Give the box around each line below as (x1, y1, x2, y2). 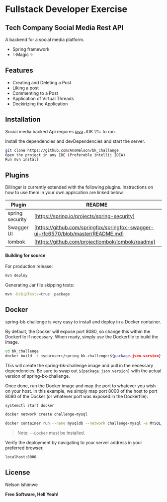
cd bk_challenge (5, 348, 39, 354)
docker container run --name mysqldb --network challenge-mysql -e (5, 421, 148, 426)
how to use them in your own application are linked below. (5, 190, 124, 196)
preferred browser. (5, 445, 44, 451)
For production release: (5, 263, 53, 269)
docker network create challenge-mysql (5, 412, 88, 417)
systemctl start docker (5, 403, 55, 408)
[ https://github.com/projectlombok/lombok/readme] (34, 239, 156, 246)
